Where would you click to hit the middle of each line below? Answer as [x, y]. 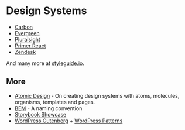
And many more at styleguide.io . [45, 63]
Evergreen [27, 33]
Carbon [24, 27]
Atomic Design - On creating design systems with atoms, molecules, [97, 95]
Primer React [30, 46]
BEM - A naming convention [48, 108]
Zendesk [25, 52]
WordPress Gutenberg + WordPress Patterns [68, 121]
